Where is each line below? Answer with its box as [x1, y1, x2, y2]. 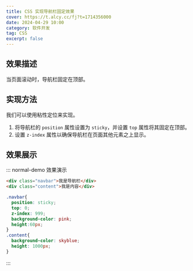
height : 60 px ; [11, 221, 43, 228]
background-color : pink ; [11, 216, 72, 222]
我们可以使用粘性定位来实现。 [6, 111, 78, 118]
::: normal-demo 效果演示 [6, 167, 67, 174]
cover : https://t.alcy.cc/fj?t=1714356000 [6, 14, 111, 20]
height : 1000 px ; [11, 243, 51, 249]
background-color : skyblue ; [11, 238, 80, 244]
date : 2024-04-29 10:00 [6, 19, 65, 25]
